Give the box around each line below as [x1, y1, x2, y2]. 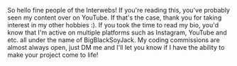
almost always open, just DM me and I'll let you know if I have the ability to [7, 44, 225, 51]
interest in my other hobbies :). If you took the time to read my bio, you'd [7, 21, 219, 29]
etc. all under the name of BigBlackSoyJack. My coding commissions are [7, 36, 220, 44]
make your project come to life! [7, 51, 99, 59]
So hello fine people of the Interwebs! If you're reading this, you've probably [7, 6, 231, 14]
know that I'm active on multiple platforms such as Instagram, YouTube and [7, 28, 227, 37]
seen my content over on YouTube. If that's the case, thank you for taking [7, 13, 222, 22]
